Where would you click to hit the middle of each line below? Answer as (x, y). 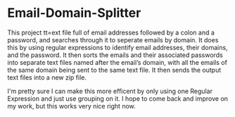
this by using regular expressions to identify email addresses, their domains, (118, 47)
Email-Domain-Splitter (74, 13)
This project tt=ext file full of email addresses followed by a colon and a (111, 32)
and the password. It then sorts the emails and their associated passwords (115, 55)
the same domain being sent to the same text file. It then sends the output (114, 70)
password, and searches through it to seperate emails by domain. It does (113, 39)
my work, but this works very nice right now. (71, 106)
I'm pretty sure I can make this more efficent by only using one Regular (110, 91)
